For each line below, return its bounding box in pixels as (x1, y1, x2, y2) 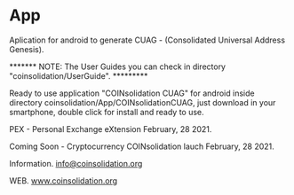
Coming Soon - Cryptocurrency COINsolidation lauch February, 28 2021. (9, 141, 275, 152)
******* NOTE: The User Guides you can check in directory (9, 61, 226, 72)
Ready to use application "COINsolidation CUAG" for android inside (9, 88, 255, 98)
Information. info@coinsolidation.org (9, 158, 143, 168)
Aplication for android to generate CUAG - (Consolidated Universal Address (9, 35, 286, 45)
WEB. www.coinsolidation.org (9, 175, 118, 186)
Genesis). (9, 43, 44, 54)
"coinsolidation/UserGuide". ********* (9, 70, 148, 81)
